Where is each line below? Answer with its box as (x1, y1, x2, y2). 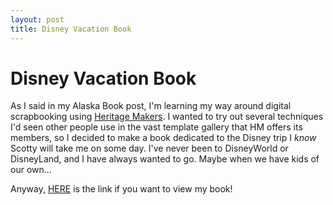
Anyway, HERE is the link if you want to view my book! (10, 183, 233, 195)
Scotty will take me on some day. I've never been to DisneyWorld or (10, 142, 289, 155)
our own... (10, 164, 52, 176)
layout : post (10, 14, 65, 25)
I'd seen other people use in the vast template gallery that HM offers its (10, 121, 303, 133)
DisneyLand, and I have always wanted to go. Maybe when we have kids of (10, 153, 320, 165)
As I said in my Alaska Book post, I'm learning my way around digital (10, 100, 292, 112)
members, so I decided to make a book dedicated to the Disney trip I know (10, 132, 317, 144)
